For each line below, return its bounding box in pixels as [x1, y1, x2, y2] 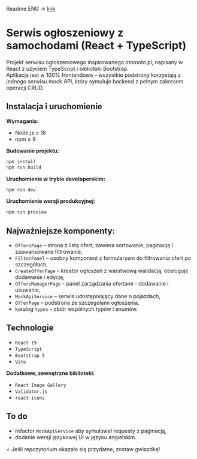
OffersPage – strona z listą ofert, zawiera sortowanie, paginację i [14, 242, 174, 249]
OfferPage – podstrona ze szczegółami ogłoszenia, [14, 299, 140, 307]
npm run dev [6, 187, 36, 193]
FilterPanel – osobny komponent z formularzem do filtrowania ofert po [14, 254, 192, 262]
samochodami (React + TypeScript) [6, 39, 187, 53]
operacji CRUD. [6, 84, 44, 91]
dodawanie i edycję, [14, 274, 65, 281]
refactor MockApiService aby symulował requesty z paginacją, [14, 427, 166, 434]
